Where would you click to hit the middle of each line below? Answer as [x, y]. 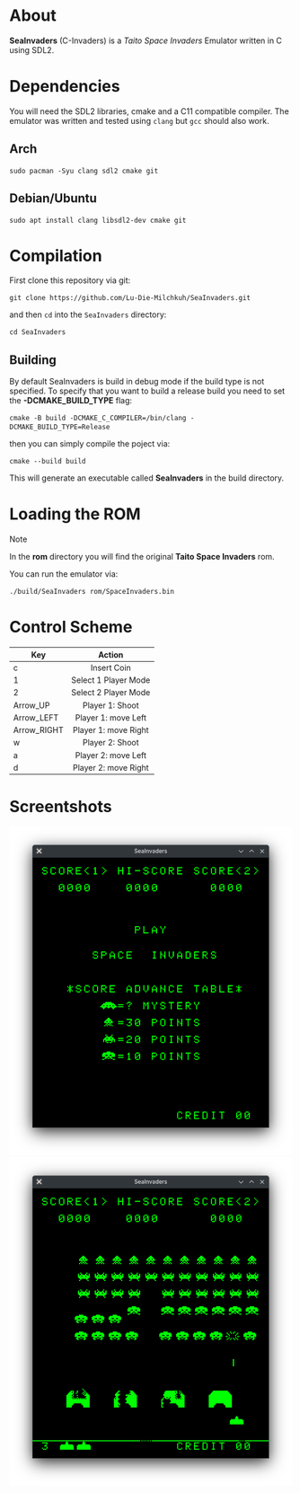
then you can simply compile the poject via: [90, 444]
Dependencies [65, 87]
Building [33, 360]
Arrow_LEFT [36, 717]
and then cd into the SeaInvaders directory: [88, 314]
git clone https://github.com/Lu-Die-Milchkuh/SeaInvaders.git [130, 298]
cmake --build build [48, 462]
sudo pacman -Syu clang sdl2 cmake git [84, 171]
